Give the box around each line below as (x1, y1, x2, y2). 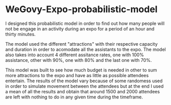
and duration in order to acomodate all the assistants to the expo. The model (5, 46, 166, 52)
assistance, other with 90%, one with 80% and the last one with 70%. (5, 57, 152, 63)
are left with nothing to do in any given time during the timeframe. (5, 94, 143, 100)
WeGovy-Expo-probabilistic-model (5, 4, 158, 15)
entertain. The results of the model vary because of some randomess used (5, 78, 163, 84)
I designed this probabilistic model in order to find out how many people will (5, 20, 165, 26)
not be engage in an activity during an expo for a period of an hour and (5, 25, 155, 31)
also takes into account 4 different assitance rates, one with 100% (5, 52, 144, 58)
